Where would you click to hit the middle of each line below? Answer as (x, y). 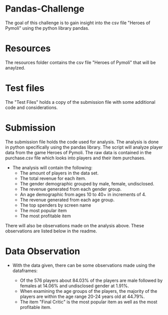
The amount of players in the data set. (59, 173)
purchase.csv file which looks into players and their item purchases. (75, 158)
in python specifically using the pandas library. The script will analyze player (84, 147)
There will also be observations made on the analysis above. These (75, 225)
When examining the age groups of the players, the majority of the (89, 291)
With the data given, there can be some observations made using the (84, 265)
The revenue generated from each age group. (67, 200)
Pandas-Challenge (45, 9)
